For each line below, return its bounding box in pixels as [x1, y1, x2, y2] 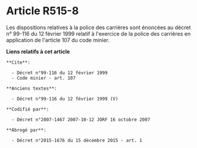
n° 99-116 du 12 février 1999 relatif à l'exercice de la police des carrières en [6, 30, 191, 37]
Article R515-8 [6, 4, 79, 18]
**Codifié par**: [6, 106, 49, 112]
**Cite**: [6, 59, 31, 65]
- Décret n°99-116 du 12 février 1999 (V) [11, 96, 118, 102]
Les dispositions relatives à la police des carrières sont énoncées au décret [6, 24, 191, 31]
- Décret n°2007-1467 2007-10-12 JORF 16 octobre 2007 [11, 116, 151, 122]
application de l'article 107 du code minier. [6, 36, 110, 43]
